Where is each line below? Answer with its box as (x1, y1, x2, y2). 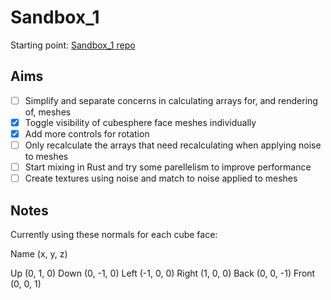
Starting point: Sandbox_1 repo (10, 39, 136, 51)
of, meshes (24, 106, 72, 118)
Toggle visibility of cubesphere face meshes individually (24, 116, 257, 128)
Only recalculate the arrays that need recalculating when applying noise (24, 139, 322, 151)
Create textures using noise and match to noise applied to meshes (24, 172, 298, 185)
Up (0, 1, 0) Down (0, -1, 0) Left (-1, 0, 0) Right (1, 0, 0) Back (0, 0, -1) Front (10, 267, 316, 279)
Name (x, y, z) (10, 247, 68, 260)
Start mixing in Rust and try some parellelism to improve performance (24, 161, 312, 173)
